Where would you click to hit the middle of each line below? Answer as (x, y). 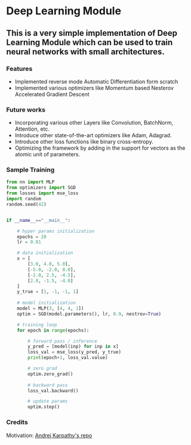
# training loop (37, 325)
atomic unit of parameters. (47, 154)
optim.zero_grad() (50, 374)
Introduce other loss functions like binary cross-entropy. (84, 142)
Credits (17, 422)
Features (19, 69)
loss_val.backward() (53, 391)
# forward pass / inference (62, 341)
